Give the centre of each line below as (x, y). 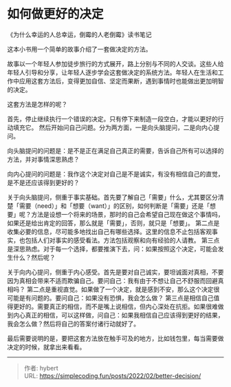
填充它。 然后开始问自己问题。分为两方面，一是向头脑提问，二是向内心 (113, 127)
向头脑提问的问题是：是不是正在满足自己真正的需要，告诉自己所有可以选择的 (115, 150)
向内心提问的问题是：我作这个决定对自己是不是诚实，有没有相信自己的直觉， (115, 174)
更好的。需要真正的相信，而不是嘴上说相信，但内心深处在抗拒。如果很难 (115, 306)
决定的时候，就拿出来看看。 (46, 347)
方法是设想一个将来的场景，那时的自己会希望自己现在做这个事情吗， (127, 214)
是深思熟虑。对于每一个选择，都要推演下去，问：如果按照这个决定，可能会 (112, 249)
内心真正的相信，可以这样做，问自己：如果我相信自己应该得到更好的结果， (118, 315)
